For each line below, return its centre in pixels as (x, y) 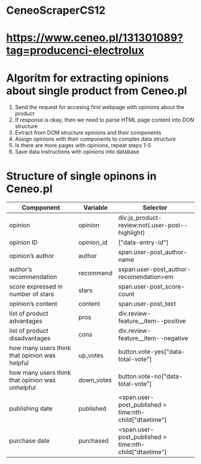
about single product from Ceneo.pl (97, 91)
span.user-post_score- (152, 287)
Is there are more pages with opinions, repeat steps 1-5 (83, 145)
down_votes (95, 380)
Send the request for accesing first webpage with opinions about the (100, 107)
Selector (155, 208)
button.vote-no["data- (150, 377)
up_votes (91, 356)
